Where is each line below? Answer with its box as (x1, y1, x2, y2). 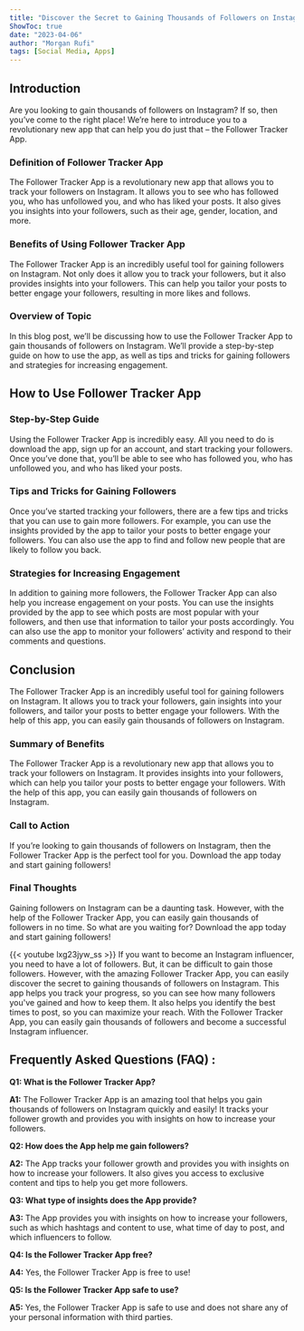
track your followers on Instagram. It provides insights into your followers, (9, 768, 284, 779)
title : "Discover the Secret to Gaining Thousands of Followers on (9, 13, 270, 23)
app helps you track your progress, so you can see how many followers (9, 987, 276, 998)
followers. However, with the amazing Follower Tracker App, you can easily (9, 967, 290, 979)
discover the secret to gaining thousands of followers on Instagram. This (9, 977, 280, 988)
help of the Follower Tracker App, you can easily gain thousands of (9, 912, 260, 923)
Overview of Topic (9, 310, 92, 323)
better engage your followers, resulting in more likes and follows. (9, 287, 252, 298)
